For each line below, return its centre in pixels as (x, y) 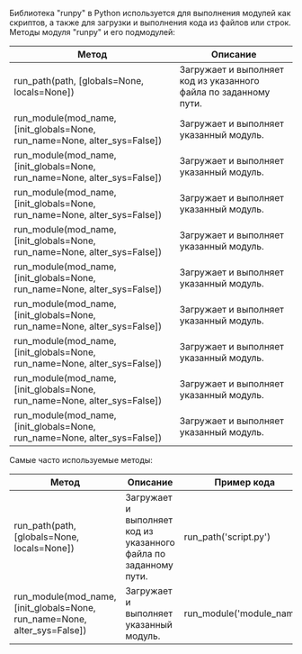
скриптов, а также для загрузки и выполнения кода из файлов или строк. (151, 23)
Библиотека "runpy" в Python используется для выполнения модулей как (150, 13)
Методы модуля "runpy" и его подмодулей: (92, 32)
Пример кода (245, 482)
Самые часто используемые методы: (81, 460)
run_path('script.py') (227, 537)
